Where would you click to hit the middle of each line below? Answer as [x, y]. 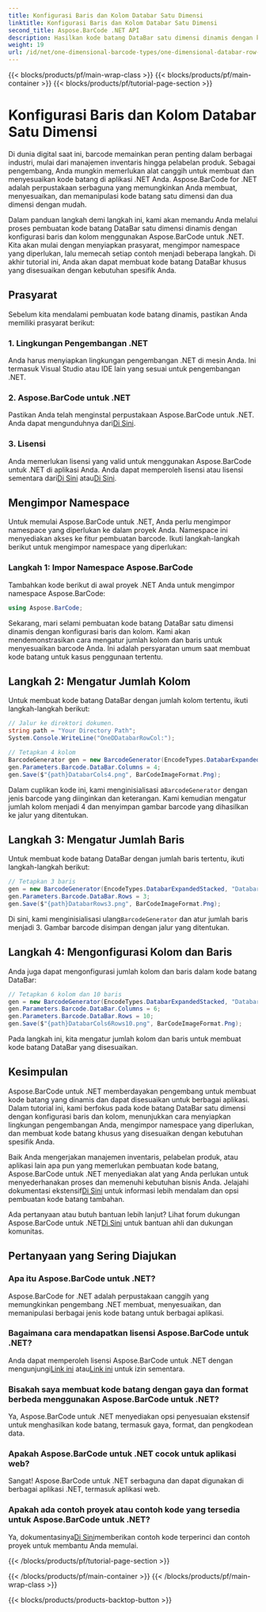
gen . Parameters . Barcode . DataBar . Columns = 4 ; [84, 767]
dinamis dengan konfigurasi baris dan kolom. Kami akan [99, 631]
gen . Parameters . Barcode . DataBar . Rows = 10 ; [81, 1017]
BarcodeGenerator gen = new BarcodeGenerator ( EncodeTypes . [108, 760]
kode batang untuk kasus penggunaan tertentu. [86, 656]
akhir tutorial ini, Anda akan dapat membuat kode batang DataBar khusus [127, 261]
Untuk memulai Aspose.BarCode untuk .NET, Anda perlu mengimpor [120, 522]
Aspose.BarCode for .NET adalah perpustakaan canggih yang [109, 1296]
